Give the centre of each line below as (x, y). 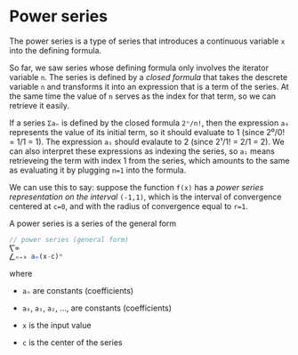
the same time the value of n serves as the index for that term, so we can (143, 96)
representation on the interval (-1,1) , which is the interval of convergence (145, 197)
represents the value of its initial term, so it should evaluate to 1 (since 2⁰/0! (147, 132)
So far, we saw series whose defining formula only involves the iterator (139, 68)
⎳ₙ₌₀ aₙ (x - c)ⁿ (36, 256)
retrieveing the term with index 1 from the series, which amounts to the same (149, 160)
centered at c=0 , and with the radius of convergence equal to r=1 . (129, 206)
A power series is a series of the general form (93, 223)
